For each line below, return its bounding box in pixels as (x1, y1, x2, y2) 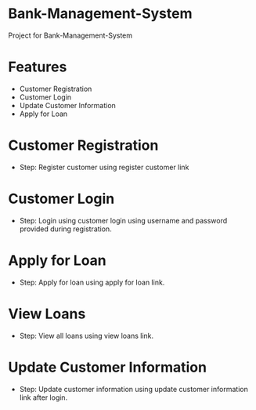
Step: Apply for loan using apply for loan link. (19, 278, 165, 287)
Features (8, 58, 67, 76)
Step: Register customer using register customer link (19, 162, 189, 172)
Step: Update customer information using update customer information (19, 384, 248, 394)
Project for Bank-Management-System (8, 31, 133, 40)
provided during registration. (19, 224, 112, 234)
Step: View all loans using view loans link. (19, 331, 154, 340)
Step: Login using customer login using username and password (19, 216, 228, 225)
